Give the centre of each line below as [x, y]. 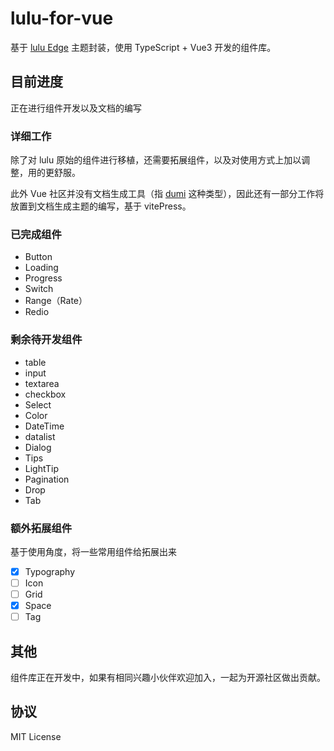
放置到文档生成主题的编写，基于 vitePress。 [101, 206]
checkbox [45, 394]
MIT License [36, 736]
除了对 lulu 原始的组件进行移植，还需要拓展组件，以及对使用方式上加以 [156, 160]
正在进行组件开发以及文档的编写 [76, 108]
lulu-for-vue [62, 18]
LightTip [42, 468]
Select [38, 404]
